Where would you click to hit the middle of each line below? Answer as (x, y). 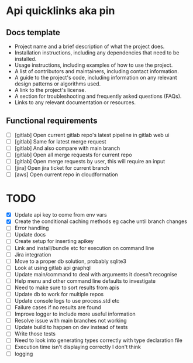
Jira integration (33, 254)
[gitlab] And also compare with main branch (67, 148)
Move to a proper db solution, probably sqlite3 (70, 261)
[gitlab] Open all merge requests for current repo (73, 155)
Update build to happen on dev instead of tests (71, 327)
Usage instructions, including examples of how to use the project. (94, 65)
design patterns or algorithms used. (58, 84)
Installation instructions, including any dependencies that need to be (97, 53)
